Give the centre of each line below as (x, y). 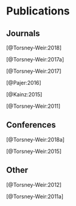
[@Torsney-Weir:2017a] (35, 59)
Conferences (31, 125)
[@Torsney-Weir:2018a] (35, 139)
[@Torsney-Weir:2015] (34, 151)
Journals (23, 33)
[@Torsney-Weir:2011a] (35, 196)
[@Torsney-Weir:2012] (34, 184)
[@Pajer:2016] (24, 83)
